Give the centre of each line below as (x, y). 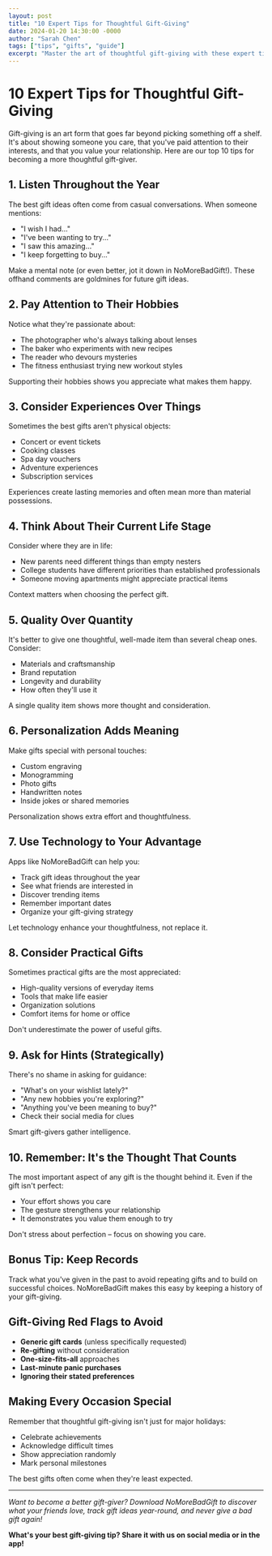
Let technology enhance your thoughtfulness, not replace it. (108, 927)
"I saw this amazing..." (57, 246)
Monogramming (47, 775)
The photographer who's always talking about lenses (108, 340)
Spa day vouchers (50, 459)
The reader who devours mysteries (79, 357)
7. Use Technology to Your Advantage (105, 842)
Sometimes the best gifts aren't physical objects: (90, 426)
